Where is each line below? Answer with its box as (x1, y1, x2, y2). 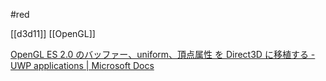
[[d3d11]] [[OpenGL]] (10, 28, 96, 39)
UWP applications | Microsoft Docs (10, 60, 155, 71)
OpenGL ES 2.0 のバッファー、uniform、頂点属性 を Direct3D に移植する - (10, 49, 316, 60)
